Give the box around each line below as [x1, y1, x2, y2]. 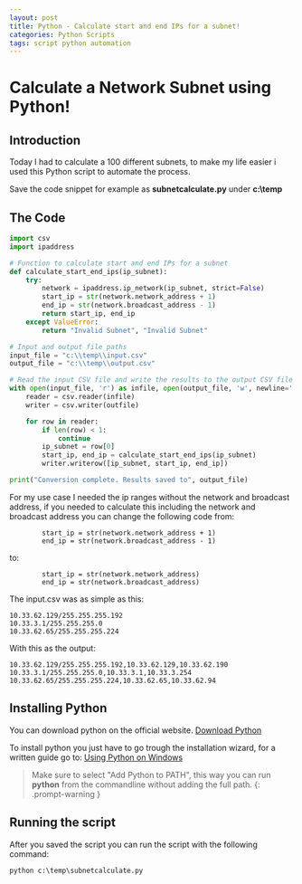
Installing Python [9, 700, 108, 716]
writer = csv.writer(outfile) [25, 400, 140, 410]
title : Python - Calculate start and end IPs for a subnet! [9, 22, 241, 31]
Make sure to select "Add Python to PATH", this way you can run [31, 769, 271, 780]
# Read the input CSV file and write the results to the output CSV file [9, 375, 294, 385]
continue [57, 433, 91, 443]
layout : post [9, 13, 59, 23]
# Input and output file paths [9, 342, 127, 351]
